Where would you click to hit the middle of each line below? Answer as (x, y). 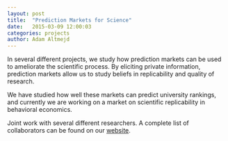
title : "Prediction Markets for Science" (70, 20)
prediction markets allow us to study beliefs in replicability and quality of (111, 74)
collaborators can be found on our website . (69, 131)
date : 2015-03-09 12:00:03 (49, 26)
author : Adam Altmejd (39, 40)
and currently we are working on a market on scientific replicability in (106, 102)
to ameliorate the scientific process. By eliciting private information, (104, 67)
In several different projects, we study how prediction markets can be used (114, 59)
